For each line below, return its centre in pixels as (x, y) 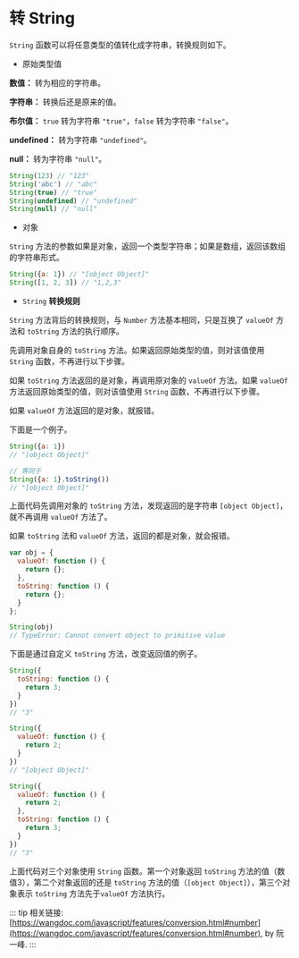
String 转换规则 (51, 301)
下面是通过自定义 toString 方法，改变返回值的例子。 (106, 654)
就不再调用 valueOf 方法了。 (61, 517)
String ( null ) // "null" (54, 209)
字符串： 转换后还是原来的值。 (65, 102)
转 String (42, 18)
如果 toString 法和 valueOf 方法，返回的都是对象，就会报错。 (122, 536)
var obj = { (31, 553)
